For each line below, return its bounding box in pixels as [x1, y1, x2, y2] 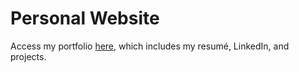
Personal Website [10, 7, 160, 30]
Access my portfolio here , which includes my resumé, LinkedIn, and [10, 40, 290, 52]
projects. [10, 50, 47, 62]
